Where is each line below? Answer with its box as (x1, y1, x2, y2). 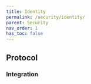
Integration (6, 70, 39, 79)
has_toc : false (6, 31, 43, 37)
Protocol (6, 53, 38, 63)
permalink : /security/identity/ (6, 14, 85, 20)
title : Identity (6, 8, 46, 15)
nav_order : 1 (6, 25, 38, 31)
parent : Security (6, 20, 49, 25)
